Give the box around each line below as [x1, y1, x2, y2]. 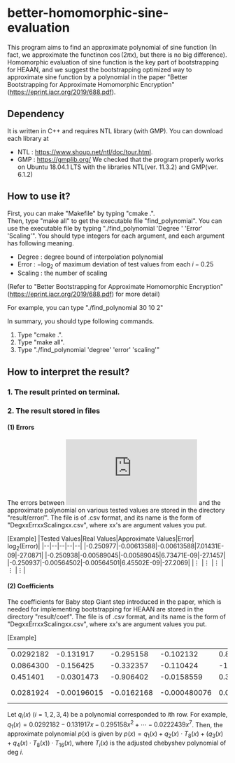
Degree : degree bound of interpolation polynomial [17, 252, 164, 261]
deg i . [7, 748, 24, 756]
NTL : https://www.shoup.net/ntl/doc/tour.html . [17, 147, 153, 156]
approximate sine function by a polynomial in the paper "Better [7, 72, 188, 81]
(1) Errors [7, 423, 35, 432]
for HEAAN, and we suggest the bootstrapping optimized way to [7, 65, 192, 74]
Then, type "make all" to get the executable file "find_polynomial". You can [7, 216, 222, 225]
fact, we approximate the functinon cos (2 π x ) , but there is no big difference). [7, 50, 227, 59]
